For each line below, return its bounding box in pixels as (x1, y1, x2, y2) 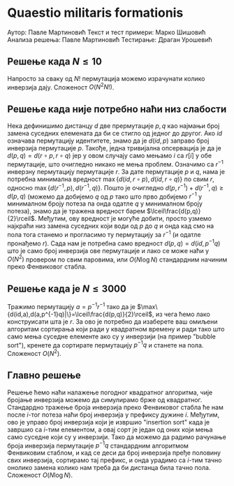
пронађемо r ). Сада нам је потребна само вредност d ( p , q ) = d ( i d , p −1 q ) (7, 238, 221, 248)
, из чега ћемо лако (152, 310, 211, 318)
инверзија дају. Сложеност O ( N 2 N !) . (7, 82, 115, 92)
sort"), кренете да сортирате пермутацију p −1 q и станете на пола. (7, 339, 204, 349)
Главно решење (7, 369, 82, 382)
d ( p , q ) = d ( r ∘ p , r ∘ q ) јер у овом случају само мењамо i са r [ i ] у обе (7, 152, 212, 160)
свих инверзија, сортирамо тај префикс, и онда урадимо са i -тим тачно (7, 456, 222, 464)
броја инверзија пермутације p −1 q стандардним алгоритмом (7, 440, 189, 450)
